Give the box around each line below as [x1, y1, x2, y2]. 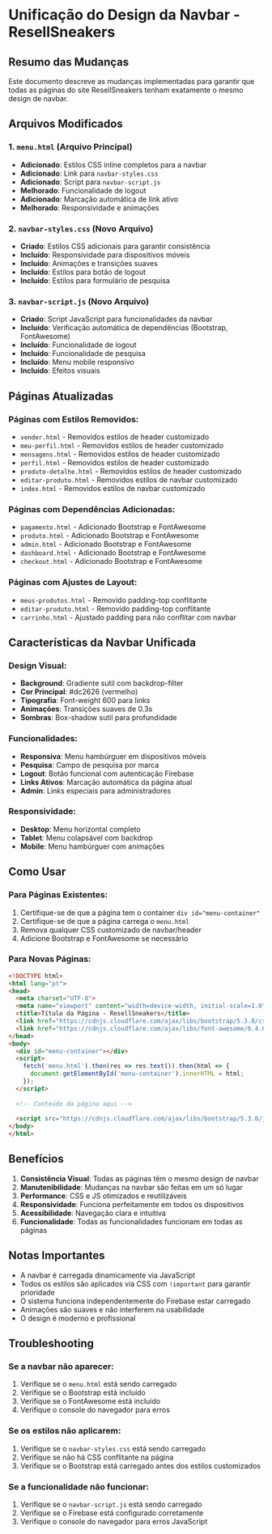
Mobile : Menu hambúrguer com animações [19, 841, 165, 851]
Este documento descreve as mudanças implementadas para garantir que [8, 77, 255, 86]
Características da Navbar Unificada [8, 635, 197, 649]
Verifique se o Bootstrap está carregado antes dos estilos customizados [19, 1460, 261, 1470]
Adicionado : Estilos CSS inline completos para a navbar [19, 159, 207, 169]
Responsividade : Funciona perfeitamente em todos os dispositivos [19, 1199, 244, 1209]
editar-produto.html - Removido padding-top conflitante [19, 604, 211, 613]
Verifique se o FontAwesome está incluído [19, 1396, 160, 1406]
